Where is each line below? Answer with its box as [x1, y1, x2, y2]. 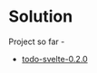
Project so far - [8, 36, 65, 47]
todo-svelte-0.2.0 [21, 53, 88, 64]
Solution [8, 6, 73, 27]
